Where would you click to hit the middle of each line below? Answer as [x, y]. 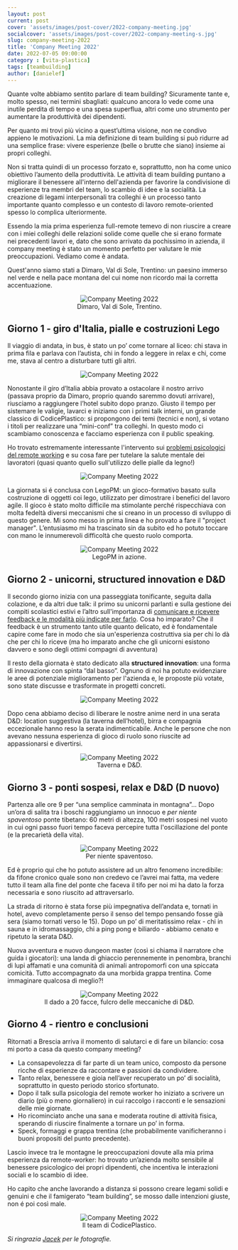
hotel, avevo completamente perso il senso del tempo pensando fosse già [115, 913]
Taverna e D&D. [119, 765]
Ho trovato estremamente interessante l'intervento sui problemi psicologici [117, 447]
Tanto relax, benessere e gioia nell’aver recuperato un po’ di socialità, [119, 1078]
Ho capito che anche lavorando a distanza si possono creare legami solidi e [118, 1188]
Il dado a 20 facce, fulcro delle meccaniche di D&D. [119, 1002]
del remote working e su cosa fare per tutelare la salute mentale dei [106, 455]
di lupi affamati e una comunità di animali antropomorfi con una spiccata [113, 965]
